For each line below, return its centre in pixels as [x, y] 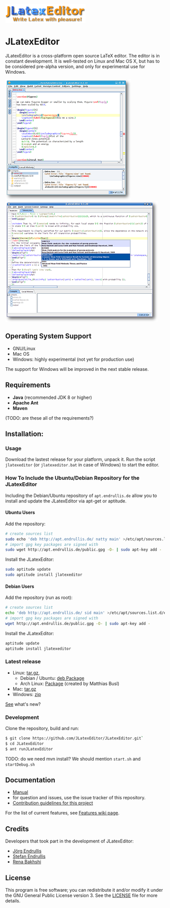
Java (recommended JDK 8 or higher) [52, 397]
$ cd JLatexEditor [25, 743]
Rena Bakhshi [27, 862]
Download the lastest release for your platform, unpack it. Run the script [80, 459]
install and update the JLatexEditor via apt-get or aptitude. [66, 501]
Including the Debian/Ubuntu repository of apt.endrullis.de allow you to [81, 495]
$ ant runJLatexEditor [29, 749]
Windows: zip [27, 694]
